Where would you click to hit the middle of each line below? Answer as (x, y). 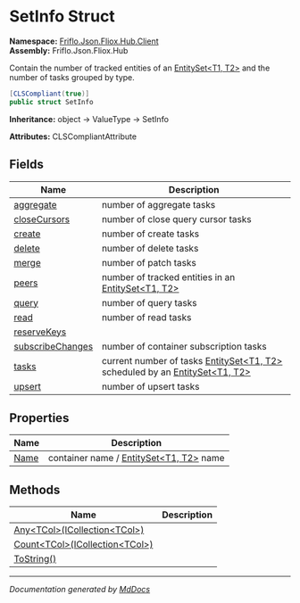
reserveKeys (40, 332)
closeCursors (42, 219)
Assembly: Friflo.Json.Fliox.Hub (69, 50)
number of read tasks (146, 317)
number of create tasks (150, 234)
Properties (39, 418)
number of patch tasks (149, 262)
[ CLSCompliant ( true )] (50, 94)
